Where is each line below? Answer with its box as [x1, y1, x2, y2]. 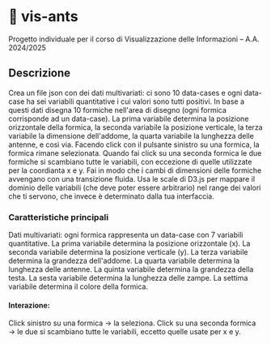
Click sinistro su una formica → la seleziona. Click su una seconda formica [8, 318, 256, 328]
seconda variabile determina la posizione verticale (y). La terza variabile [8, 247, 248, 257]
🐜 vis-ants [8, 7, 78, 26]
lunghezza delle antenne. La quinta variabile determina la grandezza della [8, 264, 254, 274]
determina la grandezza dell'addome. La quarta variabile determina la [8, 256, 240, 266]
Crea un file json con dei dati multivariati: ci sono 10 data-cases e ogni [8, 88, 243, 97]
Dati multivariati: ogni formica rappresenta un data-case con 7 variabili [8, 230, 243, 240]
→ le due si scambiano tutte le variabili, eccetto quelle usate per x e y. [8, 327, 241, 337]
